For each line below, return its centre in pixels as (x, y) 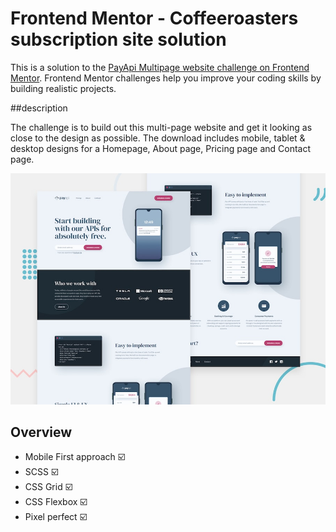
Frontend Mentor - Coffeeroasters (154, 18)
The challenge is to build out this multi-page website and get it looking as (161, 127)
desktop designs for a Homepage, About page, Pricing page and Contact (161, 148)
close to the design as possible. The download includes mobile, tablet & (158, 138)
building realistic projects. (63, 88)
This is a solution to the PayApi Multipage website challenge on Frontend (160, 67)
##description (39, 108)
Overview (41, 432)
